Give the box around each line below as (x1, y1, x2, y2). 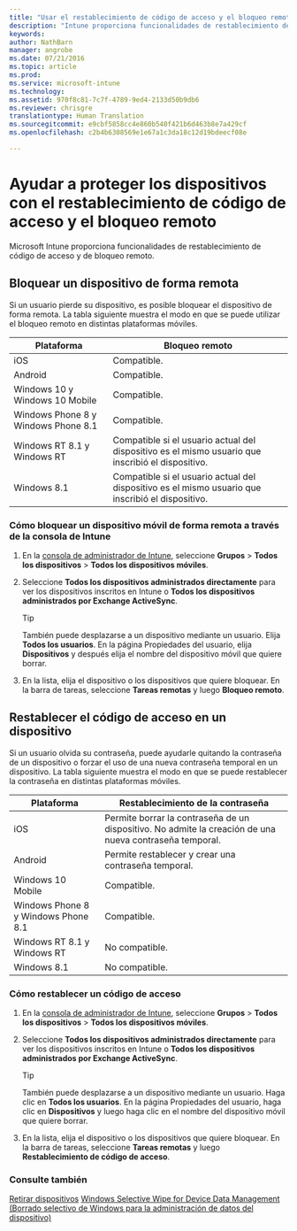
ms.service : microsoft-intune (9, 79, 121, 88)
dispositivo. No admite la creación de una (104, 822, 277, 835)
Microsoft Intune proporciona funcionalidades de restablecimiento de (9, 241, 262, 251)
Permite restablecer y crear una (104, 848, 236, 860)
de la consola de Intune (9, 530, 111, 542)
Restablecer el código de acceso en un (9, 710, 227, 726)
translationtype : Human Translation (9, 112, 144, 120)
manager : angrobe (9, 46, 73, 55)
